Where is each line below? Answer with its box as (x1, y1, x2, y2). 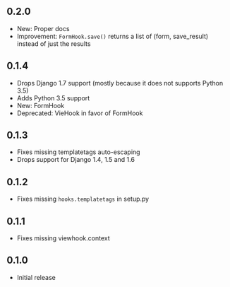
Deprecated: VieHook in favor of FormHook (16, 109, 143, 117)
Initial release (16, 273, 56, 281)
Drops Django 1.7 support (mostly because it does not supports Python (16, 78, 224, 87)
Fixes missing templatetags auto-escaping (16, 148, 140, 156)
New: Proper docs (16, 24, 70, 33)
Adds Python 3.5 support (16, 93, 90, 102)
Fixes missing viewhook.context (16, 234, 110, 242)
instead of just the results (16, 39, 91, 48)
